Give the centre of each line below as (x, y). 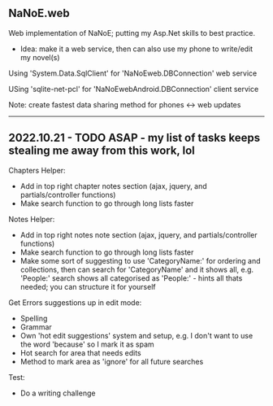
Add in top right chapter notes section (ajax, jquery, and (113, 186)
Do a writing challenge (58, 393)
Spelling (34, 318)
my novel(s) (40, 57)
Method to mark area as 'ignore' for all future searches (112, 361)
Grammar (36, 327)
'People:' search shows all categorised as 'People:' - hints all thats (131, 278)
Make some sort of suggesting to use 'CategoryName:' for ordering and (141, 260)
